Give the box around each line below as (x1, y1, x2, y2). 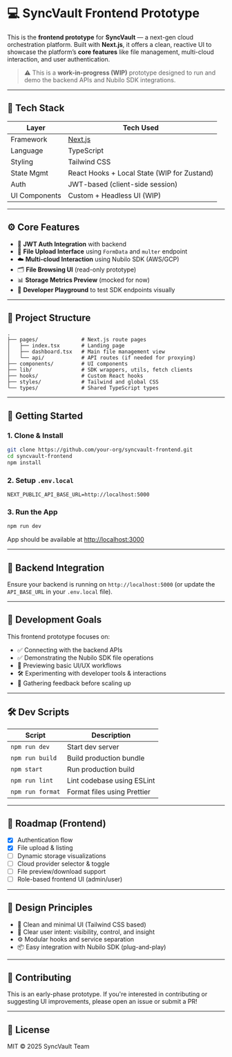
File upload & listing (17, 844, 74, 852)
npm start (10, 765, 43, 773)
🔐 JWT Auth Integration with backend (17, 240, 126, 248)
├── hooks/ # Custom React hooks (7, 372, 144, 380)
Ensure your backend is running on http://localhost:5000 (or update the (7, 580, 215, 588)
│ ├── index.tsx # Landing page (7, 343, 126, 350)
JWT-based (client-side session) (68, 179, 178, 189)
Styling (10, 157, 33, 166)
